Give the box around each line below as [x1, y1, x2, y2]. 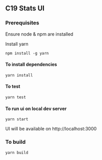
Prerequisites [5, 19, 39, 26]
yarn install [5, 72, 33, 78]
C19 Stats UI [5, 4, 45, 13]
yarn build [5, 150, 29, 155]
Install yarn [5, 41, 29, 47]
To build [5, 139, 26, 146]
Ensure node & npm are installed [5, 31, 73, 37]
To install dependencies [5, 61, 57, 68]
